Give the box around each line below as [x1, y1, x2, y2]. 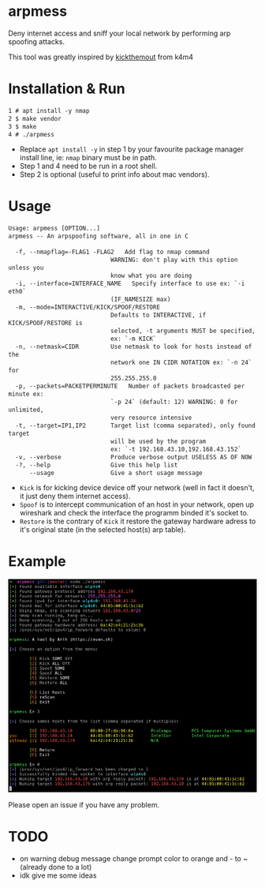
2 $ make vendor [8, 114, 62, 122]
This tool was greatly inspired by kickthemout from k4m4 [8, 52, 194, 62]
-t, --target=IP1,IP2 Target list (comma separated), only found [15, 422, 256, 429]
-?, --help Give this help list [15, 461, 178, 469]
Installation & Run [8, 80, 125, 98]
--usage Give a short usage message [28, 469, 203, 477]
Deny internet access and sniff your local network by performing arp [8, 28, 231, 38]
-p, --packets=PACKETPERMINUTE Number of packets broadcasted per [15, 382, 245, 390]
